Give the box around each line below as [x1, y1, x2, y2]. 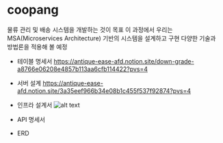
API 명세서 [16, 115, 46, 123]
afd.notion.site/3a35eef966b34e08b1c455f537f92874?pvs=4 [16, 86, 192, 94]
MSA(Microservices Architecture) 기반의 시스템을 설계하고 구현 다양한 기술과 [7, 34, 216, 42]
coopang [7, 2, 60, 18]
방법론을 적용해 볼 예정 [7, 42, 68, 51]
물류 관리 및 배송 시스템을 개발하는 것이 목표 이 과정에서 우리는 [7, 25, 173, 34]
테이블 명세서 [16, 57, 53, 65]
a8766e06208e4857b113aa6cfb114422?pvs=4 [16, 64, 148, 73]
